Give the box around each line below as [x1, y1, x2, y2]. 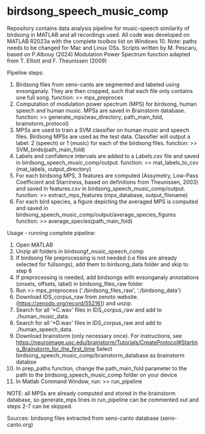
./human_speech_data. [15, 326, 73, 333]
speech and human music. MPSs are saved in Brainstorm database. [15, 107, 185, 114]
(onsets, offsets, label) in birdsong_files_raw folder [15, 280, 143, 287]
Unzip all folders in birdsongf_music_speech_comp [15, 247, 144, 255]
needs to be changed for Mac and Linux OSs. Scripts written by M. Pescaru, [7, 44, 198, 51]
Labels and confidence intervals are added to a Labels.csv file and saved [15, 152, 200, 160]
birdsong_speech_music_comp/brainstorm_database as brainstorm [15, 351, 185, 359]
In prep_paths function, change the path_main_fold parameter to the [15, 364, 187, 372]
